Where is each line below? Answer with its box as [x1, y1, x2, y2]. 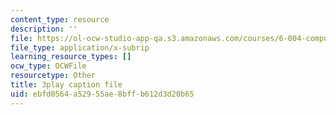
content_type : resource [10, 14, 110, 25]
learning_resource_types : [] [10, 52, 132, 62]
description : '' [10, 24, 78, 34]
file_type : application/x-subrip [10, 42, 150, 53]
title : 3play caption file [10, 80, 123, 90]
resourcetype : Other [10, 71, 97, 81]
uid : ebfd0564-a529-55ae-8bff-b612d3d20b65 [10, 89, 195, 99]
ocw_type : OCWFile [10, 61, 87, 71]
